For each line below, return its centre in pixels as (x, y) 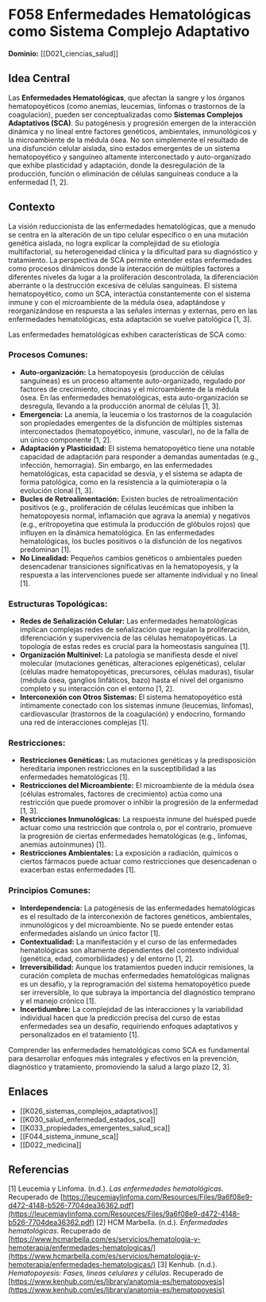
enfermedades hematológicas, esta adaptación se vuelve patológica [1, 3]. (130, 319)
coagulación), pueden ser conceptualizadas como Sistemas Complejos (126, 114)
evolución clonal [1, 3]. (56, 490)
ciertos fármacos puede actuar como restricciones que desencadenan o (138, 862)
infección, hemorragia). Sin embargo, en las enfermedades (116, 465)
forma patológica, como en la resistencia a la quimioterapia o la (123, 481)
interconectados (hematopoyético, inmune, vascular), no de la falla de (134, 431)
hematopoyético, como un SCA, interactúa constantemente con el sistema (129, 294)
